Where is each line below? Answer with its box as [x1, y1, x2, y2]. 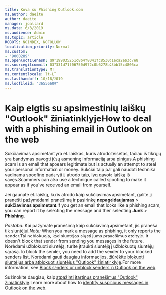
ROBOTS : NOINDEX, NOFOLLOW [5, 40, 61, 45]
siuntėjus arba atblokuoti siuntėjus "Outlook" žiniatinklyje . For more [5, 259, 141, 265]
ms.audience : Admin [5, 30, 46, 35]
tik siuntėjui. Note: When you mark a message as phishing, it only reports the [5, 228, 161, 234]
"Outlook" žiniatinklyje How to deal [5, 113, 151, 124]
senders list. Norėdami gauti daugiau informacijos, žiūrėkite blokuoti [5, 254, 144, 260]
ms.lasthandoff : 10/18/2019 [5, 76, 63, 81]
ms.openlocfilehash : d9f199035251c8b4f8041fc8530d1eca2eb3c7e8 [5, 58, 139, 63]
